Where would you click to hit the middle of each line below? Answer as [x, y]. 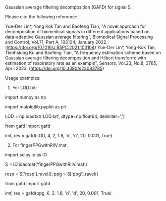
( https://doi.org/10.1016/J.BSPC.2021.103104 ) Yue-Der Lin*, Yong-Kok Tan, [81, 47]
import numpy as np [26, 97]
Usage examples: [23, 78]
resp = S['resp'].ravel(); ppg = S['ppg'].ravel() [52, 174]
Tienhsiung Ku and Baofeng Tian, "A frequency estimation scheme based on [83, 52]
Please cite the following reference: [41, 17]
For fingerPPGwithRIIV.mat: [40, 145]
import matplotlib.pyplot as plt [36, 107]
